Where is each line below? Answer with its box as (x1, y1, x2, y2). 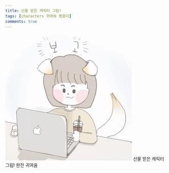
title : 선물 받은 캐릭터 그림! (5, 8, 62, 13)
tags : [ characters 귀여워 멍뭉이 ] (5, 13, 72, 19)
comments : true (5, 19, 37, 24)
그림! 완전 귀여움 (5, 162, 38, 168)
